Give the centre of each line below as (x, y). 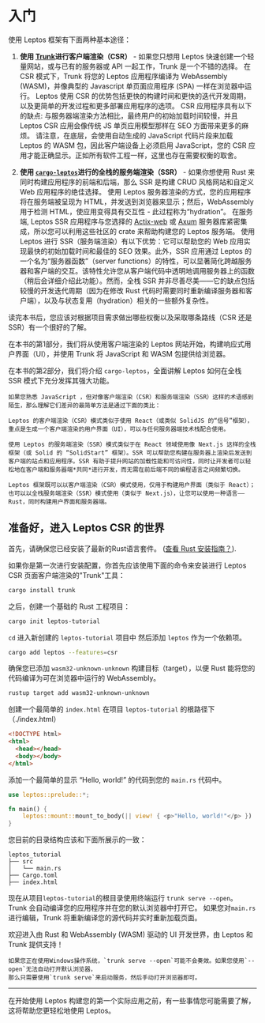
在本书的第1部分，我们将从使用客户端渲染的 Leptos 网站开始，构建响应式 (126, 344)
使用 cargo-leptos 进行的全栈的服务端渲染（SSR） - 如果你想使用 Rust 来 (137, 172)
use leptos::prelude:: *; (49, 795)
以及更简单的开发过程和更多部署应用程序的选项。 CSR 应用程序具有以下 (136, 106)
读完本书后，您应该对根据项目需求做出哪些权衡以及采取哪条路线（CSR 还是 (130, 317)
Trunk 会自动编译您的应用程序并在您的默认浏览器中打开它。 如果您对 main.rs (132, 908)
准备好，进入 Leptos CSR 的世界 (86, 528)
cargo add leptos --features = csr (63, 652)
